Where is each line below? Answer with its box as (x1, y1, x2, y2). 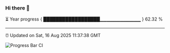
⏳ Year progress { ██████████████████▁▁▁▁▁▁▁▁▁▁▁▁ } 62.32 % (5, 16, 163, 22)
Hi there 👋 (5, 4, 30, 11)
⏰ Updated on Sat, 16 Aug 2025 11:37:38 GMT (5, 32, 101, 38)
